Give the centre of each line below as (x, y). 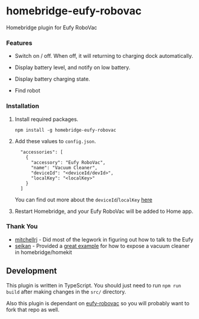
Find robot (27, 91)
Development (32, 271)
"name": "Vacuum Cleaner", (64, 168)
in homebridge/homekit (43, 252)
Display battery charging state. (52, 79)
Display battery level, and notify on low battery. (72, 67)
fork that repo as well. (33, 309)
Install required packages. (46, 119)
